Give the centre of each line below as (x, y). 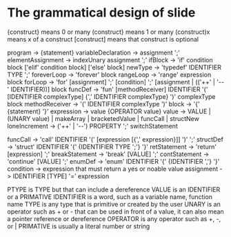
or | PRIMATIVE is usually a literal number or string (79, 226)
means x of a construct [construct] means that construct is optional (103, 39)
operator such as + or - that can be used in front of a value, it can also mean (115, 211)
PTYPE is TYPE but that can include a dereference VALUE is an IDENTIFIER (114, 189)
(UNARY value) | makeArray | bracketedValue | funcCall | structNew (103, 118)
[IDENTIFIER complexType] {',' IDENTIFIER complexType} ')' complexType (111, 96)
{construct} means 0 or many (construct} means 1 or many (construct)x (109, 32)
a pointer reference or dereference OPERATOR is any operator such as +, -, (114, 218)
